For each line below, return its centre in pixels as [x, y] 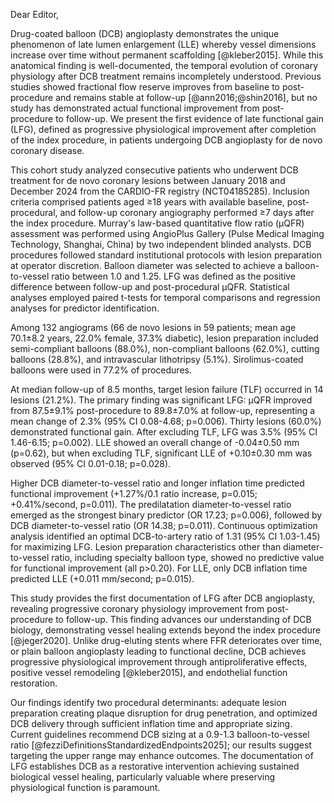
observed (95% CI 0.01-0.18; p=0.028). [91, 463]
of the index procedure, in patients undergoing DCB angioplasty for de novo [166, 140]
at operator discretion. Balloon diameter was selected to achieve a [146, 265]
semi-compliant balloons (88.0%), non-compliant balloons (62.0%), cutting [165, 348]
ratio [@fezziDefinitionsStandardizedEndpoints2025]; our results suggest [161, 745]
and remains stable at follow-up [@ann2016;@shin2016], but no [186, 97]
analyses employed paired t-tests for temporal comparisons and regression [165, 297]
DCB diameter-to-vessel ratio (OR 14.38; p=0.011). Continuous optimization [164, 525]
